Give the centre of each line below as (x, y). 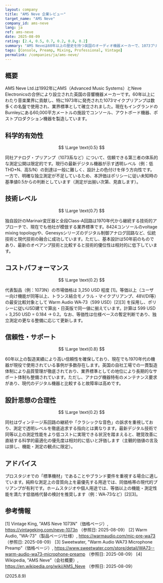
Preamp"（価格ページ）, (29, 548)
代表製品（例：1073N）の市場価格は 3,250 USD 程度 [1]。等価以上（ (73, 290)
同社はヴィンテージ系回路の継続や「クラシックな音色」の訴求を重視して (77, 422)
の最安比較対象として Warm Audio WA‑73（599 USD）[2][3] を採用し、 (77, 302)
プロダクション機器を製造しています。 (51, 119)
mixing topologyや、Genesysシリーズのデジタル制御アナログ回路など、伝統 (81, 233)
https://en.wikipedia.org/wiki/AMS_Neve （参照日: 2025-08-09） (70, 566)
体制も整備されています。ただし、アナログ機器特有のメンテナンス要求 (88, 377)
